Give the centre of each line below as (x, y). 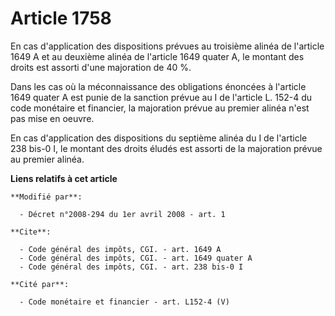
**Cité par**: (40, 284)
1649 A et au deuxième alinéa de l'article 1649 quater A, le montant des (157, 56)
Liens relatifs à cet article (64, 178)
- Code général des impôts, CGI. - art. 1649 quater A (136, 258)
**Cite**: (31, 232)
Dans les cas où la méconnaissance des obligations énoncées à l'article (158, 86)
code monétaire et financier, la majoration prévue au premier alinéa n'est (160, 108)
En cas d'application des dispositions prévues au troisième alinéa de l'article (167, 46)
